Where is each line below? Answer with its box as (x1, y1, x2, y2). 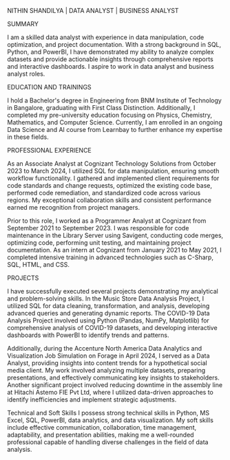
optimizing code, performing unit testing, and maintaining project (7, 239, 191, 247)
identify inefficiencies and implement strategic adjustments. (7, 395, 177, 404)
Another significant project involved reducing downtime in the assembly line (7, 381, 222, 388)
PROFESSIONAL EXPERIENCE (7, 146, 92, 154)
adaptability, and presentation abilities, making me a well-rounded (7, 430, 194, 439)
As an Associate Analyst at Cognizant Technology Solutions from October (7, 160, 216, 168)
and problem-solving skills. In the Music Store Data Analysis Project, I (7, 294, 205, 303)
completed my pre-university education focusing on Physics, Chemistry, (7, 111, 212, 119)
